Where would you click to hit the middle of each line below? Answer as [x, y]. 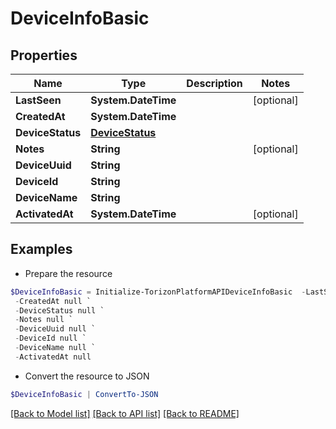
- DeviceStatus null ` [59, 310]
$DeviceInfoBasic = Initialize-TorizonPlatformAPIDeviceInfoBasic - [158, 292]
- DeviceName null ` [55, 348]
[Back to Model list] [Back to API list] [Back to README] [125, 413]
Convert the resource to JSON [87, 376]
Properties [44, 55]
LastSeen [38, 100]
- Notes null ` [44, 320]
